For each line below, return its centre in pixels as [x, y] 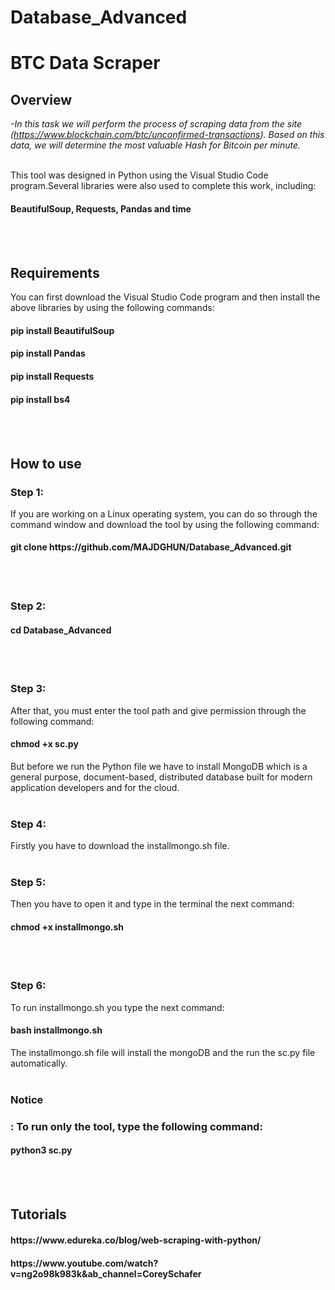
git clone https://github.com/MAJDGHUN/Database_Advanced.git [151, 547]
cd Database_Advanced [61, 630]
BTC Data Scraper [85, 63]
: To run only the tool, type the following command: [136, 1126]
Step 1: [27, 492]
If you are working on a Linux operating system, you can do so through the [164, 513]
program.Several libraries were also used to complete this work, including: [163, 186]
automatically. [39, 1063]
